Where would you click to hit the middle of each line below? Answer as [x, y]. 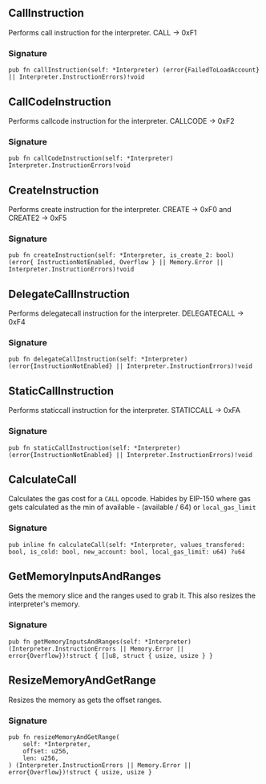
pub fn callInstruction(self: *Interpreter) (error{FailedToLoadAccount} [134, 70]
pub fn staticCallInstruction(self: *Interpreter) [95, 448]
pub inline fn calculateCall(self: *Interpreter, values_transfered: [127, 545]
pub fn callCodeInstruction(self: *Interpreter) [91, 159]
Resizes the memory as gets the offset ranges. [85, 700]
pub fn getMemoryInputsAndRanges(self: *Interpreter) [100, 642]
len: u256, [41, 758]
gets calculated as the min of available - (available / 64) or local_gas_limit [132, 507]
